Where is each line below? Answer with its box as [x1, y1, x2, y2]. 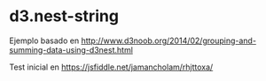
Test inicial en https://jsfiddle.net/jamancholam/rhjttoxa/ [9, 62, 214, 72]
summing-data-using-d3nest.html [9, 44, 133, 55]
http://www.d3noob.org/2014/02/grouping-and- [81, 35, 257, 46]
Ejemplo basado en [9, 35, 80, 46]
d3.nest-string [9, 6, 120, 26]
